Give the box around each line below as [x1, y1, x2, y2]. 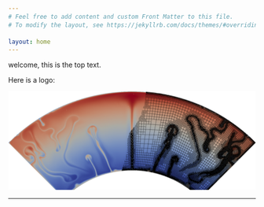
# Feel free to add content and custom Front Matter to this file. [8, 13, 234, 20]
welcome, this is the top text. [8, 60, 101, 70]
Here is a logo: [8, 76, 56, 85]
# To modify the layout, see [8, 20, 104, 29]
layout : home [8, 38, 51, 46]
